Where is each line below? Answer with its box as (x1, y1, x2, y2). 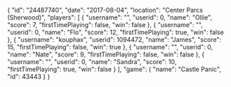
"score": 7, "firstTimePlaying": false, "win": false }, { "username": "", (7, 21, 204, 29)
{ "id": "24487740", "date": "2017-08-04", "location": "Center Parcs (7, 6, 204, 14)
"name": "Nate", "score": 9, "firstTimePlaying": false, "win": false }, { (7, 50, 205, 58)
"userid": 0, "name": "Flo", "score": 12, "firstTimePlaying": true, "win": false (7, 28, 225, 36)
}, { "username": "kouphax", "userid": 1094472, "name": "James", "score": (7, 35, 222, 44)
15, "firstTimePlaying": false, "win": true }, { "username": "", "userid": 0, (7, 43, 213, 51)
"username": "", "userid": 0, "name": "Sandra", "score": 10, (7, 58, 177, 65)
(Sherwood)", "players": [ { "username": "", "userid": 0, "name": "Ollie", (7, 13, 213, 22)
